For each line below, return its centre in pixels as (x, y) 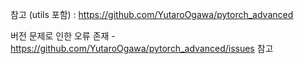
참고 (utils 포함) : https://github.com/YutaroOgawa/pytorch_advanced (152, 14)
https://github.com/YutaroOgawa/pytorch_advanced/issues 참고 (142, 48)
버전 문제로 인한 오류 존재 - (63, 36)
